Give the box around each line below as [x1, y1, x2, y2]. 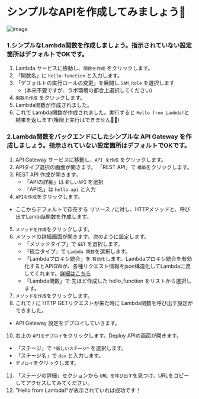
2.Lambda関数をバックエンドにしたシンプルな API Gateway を [7, 132, 186, 141]
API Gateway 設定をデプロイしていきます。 [15, 319, 120, 326]
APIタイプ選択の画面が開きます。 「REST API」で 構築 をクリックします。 [15, 163, 192, 170]
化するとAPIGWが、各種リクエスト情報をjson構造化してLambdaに [24, 262, 185, 270]
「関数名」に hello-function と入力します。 [15, 72, 123, 79]
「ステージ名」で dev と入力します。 [15, 352, 104, 359]
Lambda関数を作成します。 [25, 213, 92, 220]
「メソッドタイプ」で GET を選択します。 [24, 240, 123, 247]
